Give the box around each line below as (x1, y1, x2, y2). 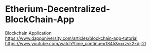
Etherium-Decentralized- (5, 3, 110, 15)
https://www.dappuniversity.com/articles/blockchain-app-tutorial (5, 35, 138, 41)
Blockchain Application (5, 30, 52, 36)
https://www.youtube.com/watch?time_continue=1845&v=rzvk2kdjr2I (5, 40, 146, 46)
